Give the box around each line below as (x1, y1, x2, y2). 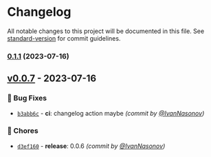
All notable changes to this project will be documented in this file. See (7, 27, 205, 35)
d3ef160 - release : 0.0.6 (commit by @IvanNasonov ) (16, 142, 166, 150)
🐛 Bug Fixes (7, 94, 47, 103)
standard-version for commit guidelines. (7, 34, 121, 42)
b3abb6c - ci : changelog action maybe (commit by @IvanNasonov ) (16, 109, 205, 117)
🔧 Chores (7, 126, 39, 136)
